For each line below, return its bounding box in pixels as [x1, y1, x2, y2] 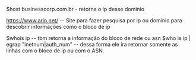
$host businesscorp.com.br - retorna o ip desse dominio [6, 6, 144, 12]
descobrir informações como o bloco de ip [6, 24, 111, 30]
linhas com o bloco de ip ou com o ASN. [6, 47, 105, 54]
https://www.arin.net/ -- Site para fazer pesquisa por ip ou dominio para [6, 17, 182, 24]
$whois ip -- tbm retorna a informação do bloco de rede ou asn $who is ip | [6, 35, 191, 41]
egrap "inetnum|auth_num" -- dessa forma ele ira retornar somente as [6, 41, 178, 48]
